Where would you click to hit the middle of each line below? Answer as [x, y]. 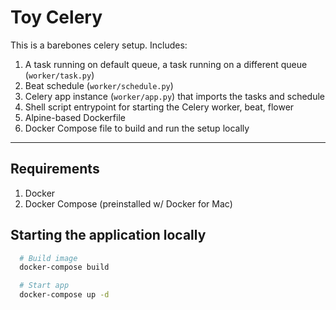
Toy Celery [56, 17]
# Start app [44, 286]
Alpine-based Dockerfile [75, 117]
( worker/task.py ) [59, 75]
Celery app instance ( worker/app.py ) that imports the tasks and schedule [174, 96]
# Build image [48, 258]
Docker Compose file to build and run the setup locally [137, 128]
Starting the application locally [108, 235]
